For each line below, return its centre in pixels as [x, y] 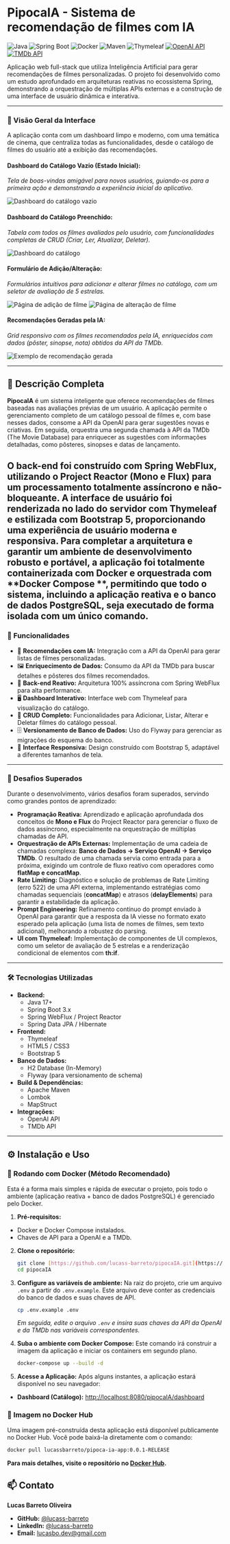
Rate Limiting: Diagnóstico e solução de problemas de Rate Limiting [113, 879]
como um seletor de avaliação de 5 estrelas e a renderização [103, 945]
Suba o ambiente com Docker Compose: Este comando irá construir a [117, 1344]
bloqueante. [34, 498]
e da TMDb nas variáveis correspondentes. [78, 1330]
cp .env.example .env [48, 1310]
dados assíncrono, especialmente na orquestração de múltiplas [106, 829]
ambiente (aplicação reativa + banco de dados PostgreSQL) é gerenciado [111, 1196]
